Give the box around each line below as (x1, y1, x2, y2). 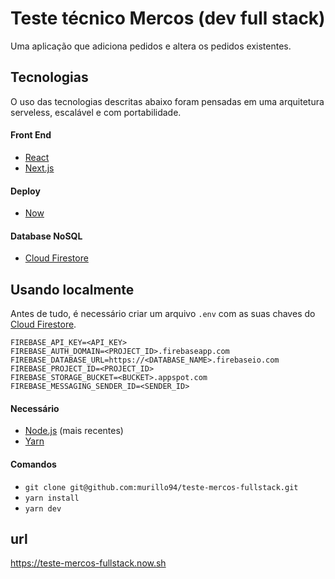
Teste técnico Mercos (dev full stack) (10, 7, 326, 30)
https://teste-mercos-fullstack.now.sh (10, 557, 167, 569)
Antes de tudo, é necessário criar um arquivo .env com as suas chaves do (10, 308, 316, 320)
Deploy (10, 185, 41, 197)
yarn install (24, 493, 80, 503)
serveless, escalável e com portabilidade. (10, 106, 182, 118)
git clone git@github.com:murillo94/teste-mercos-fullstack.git (24, 482, 299, 492)
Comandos (10, 458, 57, 470)
